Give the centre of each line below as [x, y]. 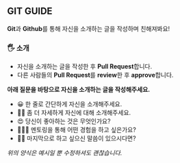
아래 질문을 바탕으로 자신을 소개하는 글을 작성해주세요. [79, 90]
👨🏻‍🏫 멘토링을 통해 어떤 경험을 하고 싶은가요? [77, 130]
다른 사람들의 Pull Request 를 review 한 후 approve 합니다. [95, 75]
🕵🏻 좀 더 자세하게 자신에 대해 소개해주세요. [74, 113]
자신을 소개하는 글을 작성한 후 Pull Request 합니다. [85, 66]
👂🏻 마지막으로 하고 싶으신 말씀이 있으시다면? [76, 138]
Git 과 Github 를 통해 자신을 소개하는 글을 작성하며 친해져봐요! [89, 28]
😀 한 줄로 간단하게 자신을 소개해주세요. [69, 104]
